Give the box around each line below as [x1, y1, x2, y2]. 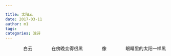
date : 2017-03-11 [5, 16, 42, 22]
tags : [5, 26, 17, 31]
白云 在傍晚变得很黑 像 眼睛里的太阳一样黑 [23, 45, 166, 51]
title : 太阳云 [5, 12, 33, 17]
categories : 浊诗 [5, 31, 41, 36]
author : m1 [5, 21, 29, 26]
